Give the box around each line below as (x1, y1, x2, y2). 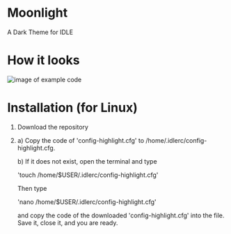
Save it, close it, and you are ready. (17, 218, 118, 227)
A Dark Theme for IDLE (7, 28, 74, 36)
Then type (17, 184, 47, 192)
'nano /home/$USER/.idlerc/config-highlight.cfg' (17, 197, 157, 206)
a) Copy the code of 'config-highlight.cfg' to (17, 136, 145, 144)
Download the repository (17, 123, 89, 131)
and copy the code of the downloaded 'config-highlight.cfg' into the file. (17, 211, 225, 219)
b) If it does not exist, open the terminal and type (17, 157, 158, 165)
